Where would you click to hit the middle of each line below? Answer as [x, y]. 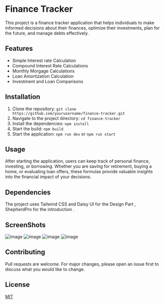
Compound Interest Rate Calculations [50, 65]
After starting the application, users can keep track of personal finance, [78, 161]
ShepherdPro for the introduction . [40, 210]
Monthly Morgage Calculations [43, 71]
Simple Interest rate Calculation [44, 61]
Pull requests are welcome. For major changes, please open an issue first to [82, 264]
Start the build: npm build [38, 128]
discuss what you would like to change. [45, 269]
